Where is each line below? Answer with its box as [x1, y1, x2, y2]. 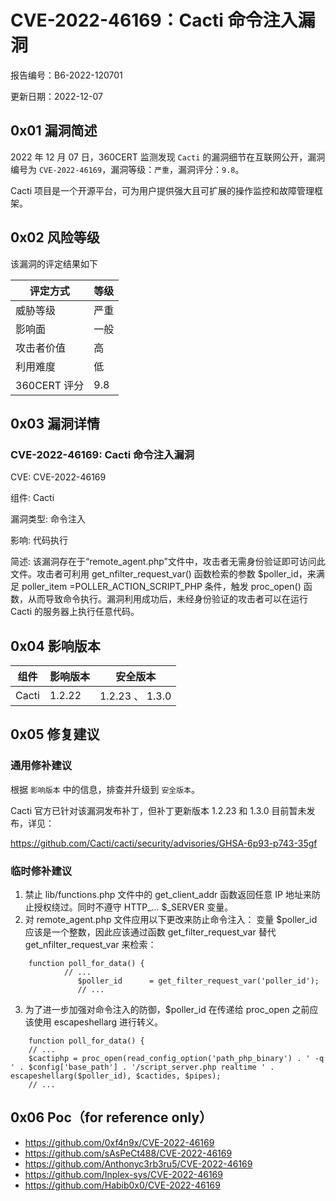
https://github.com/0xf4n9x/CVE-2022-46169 [24, 1136, 215, 1148]
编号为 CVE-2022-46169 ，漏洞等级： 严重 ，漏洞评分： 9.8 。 [10, 163, 245, 175]
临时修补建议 [10, 864, 73, 878]
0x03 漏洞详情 [10, 415, 101, 432]
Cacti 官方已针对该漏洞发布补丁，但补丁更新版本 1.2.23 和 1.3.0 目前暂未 [10, 804, 307, 816]
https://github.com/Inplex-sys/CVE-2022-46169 [24, 1168, 223, 1180]
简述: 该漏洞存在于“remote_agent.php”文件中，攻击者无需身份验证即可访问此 [10, 556, 326, 568]
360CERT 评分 [15, 378, 85, 392]
